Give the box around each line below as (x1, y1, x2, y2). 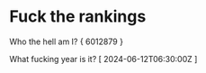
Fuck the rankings (9, 6, 147, 27)
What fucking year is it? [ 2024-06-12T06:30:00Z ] (9, 53, 198, 64)
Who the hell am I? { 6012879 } (9, 36, 124, 47)
